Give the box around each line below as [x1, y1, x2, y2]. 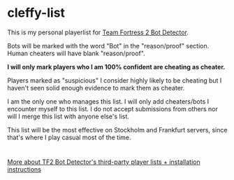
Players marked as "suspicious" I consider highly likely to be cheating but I [7, 76, 222, 85]
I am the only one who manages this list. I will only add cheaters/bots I [7, 97, 210, 106]
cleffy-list [7, 5, 65, 21]
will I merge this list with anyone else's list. [7, 112, 129, 120]
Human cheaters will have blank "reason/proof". [7, 49, 145, 57]
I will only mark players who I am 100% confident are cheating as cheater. [7, 62, 226, 71]
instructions [7, 165, 42, 174]
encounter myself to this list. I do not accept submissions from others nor [7, 104, 218, 113]
